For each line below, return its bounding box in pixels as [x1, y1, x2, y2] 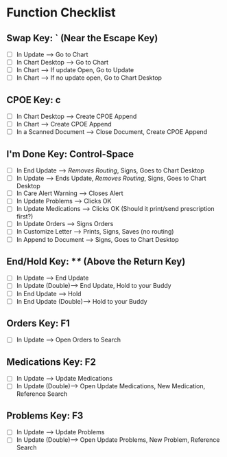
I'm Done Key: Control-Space [6, 148, 134, 159]
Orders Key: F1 [6, 317, 70, 329]
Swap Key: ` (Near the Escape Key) [6, 32, 158, 44]
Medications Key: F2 [6, 356, 97, 368]
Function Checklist [6, 5, 116, 21]
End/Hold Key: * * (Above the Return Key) [6, 256, 186, 267]
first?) [16, 212, 34, 221]
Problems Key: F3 [6, 410, 84, 421]
